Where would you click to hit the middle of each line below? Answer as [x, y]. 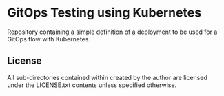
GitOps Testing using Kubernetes [104, 13]
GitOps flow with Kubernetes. [49, 39]
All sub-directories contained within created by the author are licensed [108, 77]
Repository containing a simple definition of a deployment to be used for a [112, 32]
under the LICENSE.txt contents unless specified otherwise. [92, 85]
